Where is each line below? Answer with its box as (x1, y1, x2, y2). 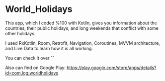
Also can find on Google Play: (5, 65, 66, 71)
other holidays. (5, 30, 36, 36)
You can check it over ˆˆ (5, 55, 55, 61)
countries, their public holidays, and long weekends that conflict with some (5, 25, 159, 31)
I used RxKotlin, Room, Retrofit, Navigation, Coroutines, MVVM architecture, (5, 40, 161, 46)
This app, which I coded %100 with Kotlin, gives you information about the (5, 20, 158, 26)
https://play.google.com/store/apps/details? (67, 65, 157, 71)
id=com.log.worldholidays (5, 70, 59, 76)
